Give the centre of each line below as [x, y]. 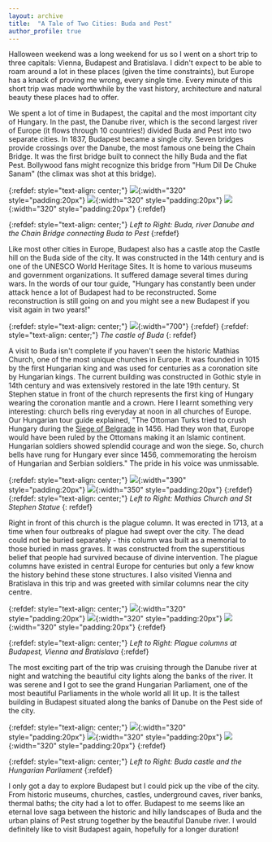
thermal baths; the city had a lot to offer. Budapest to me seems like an [127, 804]
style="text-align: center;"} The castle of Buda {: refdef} [103, 335]
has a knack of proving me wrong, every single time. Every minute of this [130, 80]
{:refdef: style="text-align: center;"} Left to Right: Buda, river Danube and [132, 225]
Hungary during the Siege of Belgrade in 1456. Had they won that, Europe [132, 429]
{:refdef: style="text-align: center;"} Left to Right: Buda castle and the [125, 761]
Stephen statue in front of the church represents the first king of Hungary [131, 394]
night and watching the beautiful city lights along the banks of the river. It [131, 676]
